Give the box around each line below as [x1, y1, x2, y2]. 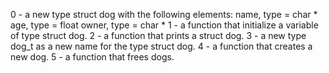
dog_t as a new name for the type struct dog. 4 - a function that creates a [10, 40, 313, 52]
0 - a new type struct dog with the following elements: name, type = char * [10, 9, 318, 20]
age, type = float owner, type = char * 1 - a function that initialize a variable [10, 19, 319, 31]
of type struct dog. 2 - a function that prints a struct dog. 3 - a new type [10, 30, 307, 41]
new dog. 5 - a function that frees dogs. [10, 51, 175, 63]
